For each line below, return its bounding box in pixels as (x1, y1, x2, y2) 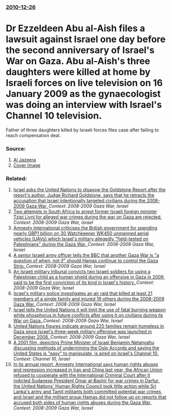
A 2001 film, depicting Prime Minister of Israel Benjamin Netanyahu (13, 339, 155, 346)
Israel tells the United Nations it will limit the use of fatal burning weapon (13, 307, 166, 313)
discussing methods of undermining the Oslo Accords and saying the (13, 345, 159, 351)
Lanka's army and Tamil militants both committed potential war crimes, (13, 389, 163, 395)
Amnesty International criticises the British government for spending (13, 225, 158, 231)
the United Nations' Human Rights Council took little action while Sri (13, 383, 157, 389)
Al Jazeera (13, 157, 36, 163)
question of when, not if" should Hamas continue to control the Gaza (13, 258, 158, 264)
